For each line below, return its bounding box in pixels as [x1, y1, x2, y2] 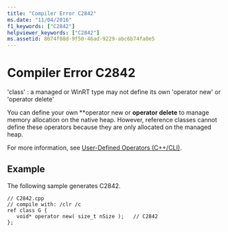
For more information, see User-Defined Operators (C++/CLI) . [7, 143, 182, 152]
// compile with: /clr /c [7, 200, 81, 208]
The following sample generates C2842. [7, 181, 122, 189]
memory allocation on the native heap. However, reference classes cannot [7, 116, 218, 124]
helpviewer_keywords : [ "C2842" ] [7, 29, 100, 36]
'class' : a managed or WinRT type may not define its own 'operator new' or [7, 88, 221, 96]
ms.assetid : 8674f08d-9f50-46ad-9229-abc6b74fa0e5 [7, 36, 155, 43]
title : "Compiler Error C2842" [7, 10, 97, 17]
